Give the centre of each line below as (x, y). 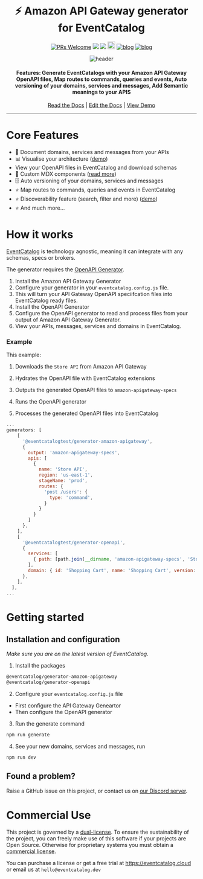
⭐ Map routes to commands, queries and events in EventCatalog (95, 190)
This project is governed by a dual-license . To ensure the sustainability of (98, 832)
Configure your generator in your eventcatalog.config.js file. (92, 288)
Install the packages (40, 666)
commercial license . (31, 851)
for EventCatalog (101, 28)
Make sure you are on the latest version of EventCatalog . (78, 654)
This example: (24, 355)
